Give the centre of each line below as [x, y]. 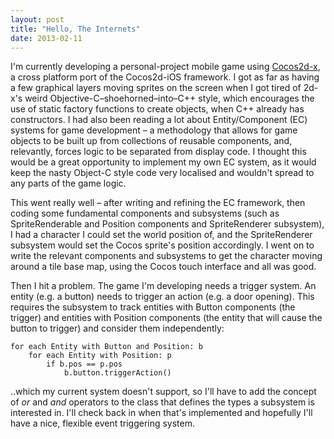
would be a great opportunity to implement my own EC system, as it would [163, 162]
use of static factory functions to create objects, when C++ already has [157, 109]
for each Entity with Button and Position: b [106, 347]
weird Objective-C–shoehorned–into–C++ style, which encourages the [169, 98]
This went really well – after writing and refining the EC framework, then [158, 203]
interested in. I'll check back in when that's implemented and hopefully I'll [161, 413]
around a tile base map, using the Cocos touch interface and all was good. [163, 267]
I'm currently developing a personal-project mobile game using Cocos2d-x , [165, 67]
